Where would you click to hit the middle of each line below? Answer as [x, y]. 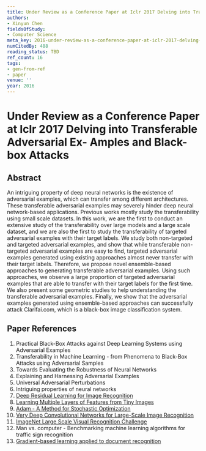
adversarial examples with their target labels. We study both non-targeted [100, 238]
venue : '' [20, 80]
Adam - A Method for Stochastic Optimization [73, 408]
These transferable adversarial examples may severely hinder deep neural [101, 205]
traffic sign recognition [44, 434]
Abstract [24, 178]
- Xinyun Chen [25, 23]
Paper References [42, 329]
